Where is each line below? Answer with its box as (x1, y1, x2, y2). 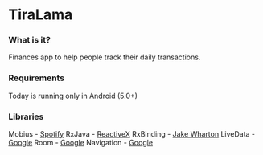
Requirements (8, 72, 65, 84)
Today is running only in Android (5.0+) (8, 91, 138, 100)
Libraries (8, 111, 44, 122)
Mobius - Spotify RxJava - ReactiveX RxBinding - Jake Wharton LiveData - (8, 129, 256, 139)
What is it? (8, 35, 51, 46)
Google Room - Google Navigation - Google (8, 138, 154, 148)
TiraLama (8, 6, 73, 24)
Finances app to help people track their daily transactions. (8, 52, 201, 62)
